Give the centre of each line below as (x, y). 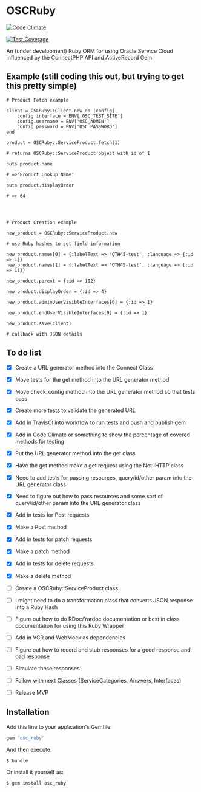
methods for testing (40, 441)
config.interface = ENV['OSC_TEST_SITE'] (70, 116)
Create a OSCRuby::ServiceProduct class (66, 588)
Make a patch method (42, 551)
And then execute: (29, 749)
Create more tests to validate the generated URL (75, 410)
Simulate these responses (47, 668)
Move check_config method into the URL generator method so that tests (105, 391)
